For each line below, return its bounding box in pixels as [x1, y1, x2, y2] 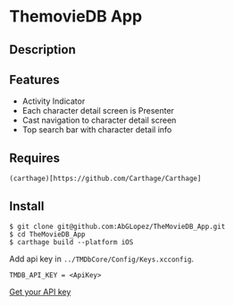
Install [9, 199, 45, 214]
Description [9, 42, 76, 57]
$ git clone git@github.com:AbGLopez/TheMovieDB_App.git [9, 222, 226, 232]
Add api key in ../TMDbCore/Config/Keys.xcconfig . [9, 253, 195, 265]
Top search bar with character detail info [21, 124, 172, 135]
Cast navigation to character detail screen [21, 115, 177, 126]
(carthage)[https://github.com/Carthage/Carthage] [9, 174, 202, 183]
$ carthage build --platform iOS [9, 238, 134, 247]
